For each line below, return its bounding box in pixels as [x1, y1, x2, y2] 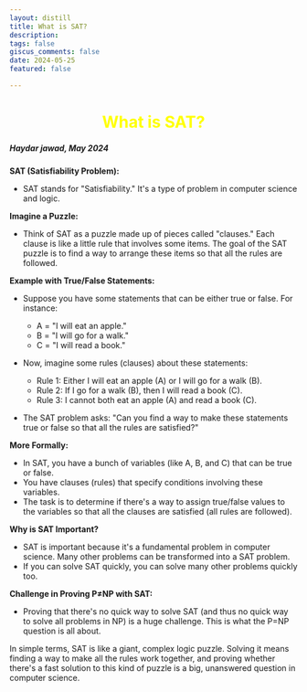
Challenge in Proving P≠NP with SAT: [9, 589, 153, 600]
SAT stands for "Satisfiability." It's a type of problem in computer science [22, 184, 298, 195]
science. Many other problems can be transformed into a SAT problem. [22, 551, 291, 562]
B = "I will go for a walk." [36, 330, 130, 341]
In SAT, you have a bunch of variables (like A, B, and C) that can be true [22, 458, 292, 469]
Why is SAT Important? [9, 524, 99, 535]
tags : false [9, 38, 55, 48]
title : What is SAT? [9, 22, 89, 31]
